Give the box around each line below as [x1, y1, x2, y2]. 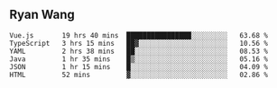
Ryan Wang [9, 7, 75, 22]
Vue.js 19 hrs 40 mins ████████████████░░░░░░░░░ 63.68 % [9, 31, 269, 40]
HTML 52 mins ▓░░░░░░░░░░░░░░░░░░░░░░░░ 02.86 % [9, 70, 269, 79]
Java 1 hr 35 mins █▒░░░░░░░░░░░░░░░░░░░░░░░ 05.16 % [9, 54, 269, 64]
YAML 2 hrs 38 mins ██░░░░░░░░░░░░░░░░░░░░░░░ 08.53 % [9, 47, 269, 56]
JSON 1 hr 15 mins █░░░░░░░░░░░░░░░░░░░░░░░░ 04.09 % [9, 62, 269, 71]
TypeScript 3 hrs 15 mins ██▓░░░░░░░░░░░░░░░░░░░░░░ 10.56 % [9, 39, 269, 48]
